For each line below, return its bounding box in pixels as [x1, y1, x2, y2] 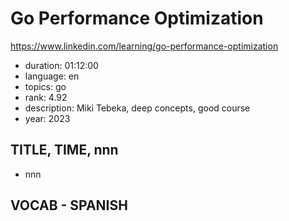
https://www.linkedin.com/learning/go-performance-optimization [10, 40, 279, 52]
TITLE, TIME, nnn [10, 142, 119, 159]
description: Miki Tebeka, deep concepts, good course [24, 102, 251, 114]
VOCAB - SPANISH [10, 197, 128, 214]
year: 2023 [24, 112, 71, 124]
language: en [24, 70, 80, 82]
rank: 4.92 [24, 91, 68, 103]
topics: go [24, 80, 67, 92]
